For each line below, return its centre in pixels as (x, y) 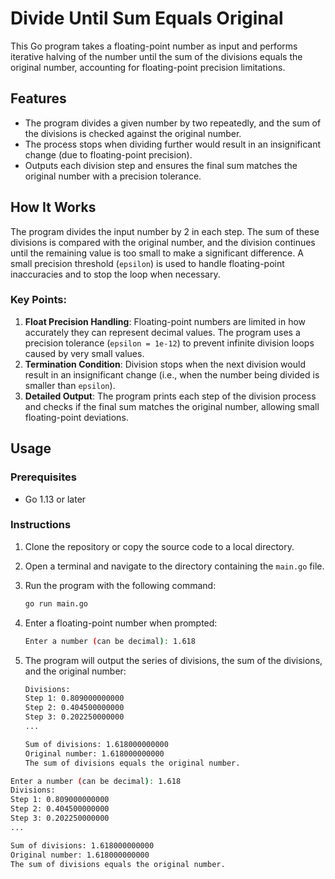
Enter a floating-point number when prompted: (121, 623)
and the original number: (75, 671)
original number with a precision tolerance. (113, 176)
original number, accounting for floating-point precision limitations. (148, 67)
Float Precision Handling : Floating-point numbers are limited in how (165, 321)
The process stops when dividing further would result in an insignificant (173, 144)
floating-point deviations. (76, 417)
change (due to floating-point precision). (108, 154)
